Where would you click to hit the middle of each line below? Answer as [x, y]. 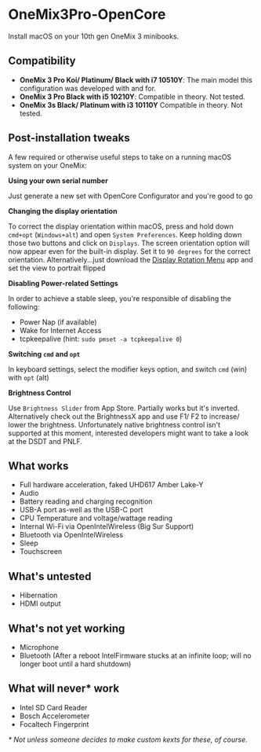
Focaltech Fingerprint [54, 724]
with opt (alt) [29, 377]
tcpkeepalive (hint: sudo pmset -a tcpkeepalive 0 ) [101, 339]
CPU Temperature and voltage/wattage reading [96, 518]
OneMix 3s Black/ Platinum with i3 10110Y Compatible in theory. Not [131, 105]
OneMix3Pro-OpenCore [87, 15]
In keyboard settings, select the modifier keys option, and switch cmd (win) [128, 369]
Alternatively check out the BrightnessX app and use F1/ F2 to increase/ [124, 416]
